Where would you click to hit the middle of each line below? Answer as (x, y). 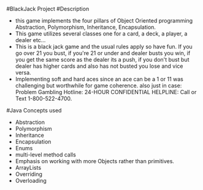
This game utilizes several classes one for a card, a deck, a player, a (101, 34)
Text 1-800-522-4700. (44, 98)
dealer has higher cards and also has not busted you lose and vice (99, 66)
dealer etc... (30, 40)
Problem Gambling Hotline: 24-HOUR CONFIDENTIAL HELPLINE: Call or (106, 92)
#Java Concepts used (34, 110)
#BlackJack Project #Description (48, 9)
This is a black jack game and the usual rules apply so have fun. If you (104, 46)
